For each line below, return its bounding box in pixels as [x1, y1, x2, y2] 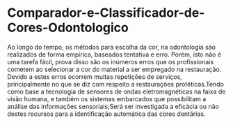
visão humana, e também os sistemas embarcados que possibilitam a [7, 94, 207, 103]
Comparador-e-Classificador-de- [7, 5, 205, 21]
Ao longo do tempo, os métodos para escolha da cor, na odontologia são [7, 43, 216, 51]
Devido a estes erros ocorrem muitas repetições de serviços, [7, 72, 182, 81]
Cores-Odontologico [7, 20, 129, 36]
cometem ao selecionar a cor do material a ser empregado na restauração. [7, 65, 222, 73]
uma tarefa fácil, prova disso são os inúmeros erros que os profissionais [7, 57, 214, 66]
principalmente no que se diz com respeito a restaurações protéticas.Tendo [7, 80, 225, 88]
